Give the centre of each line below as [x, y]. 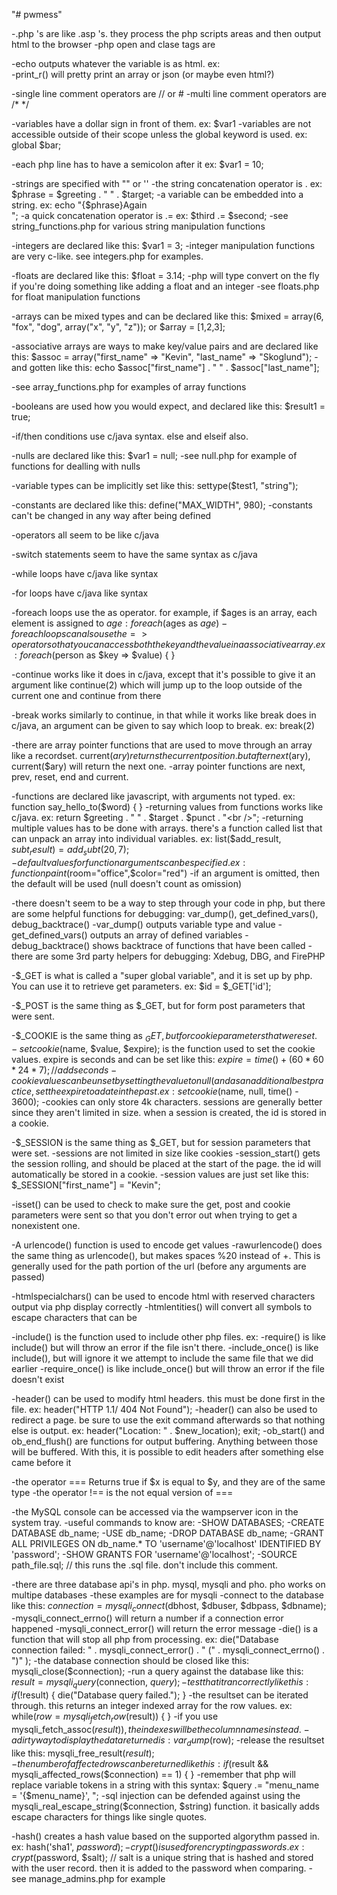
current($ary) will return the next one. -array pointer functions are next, [158, 766]
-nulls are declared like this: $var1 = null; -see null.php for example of [154, 455]
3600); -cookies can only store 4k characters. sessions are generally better [167, 1101]
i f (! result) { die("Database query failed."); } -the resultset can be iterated [160, 1695]
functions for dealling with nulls [76, 466]
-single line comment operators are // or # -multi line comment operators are [169, 93]
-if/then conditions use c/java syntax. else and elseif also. [130, 436]
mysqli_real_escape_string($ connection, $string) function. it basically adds [165, 1806]
